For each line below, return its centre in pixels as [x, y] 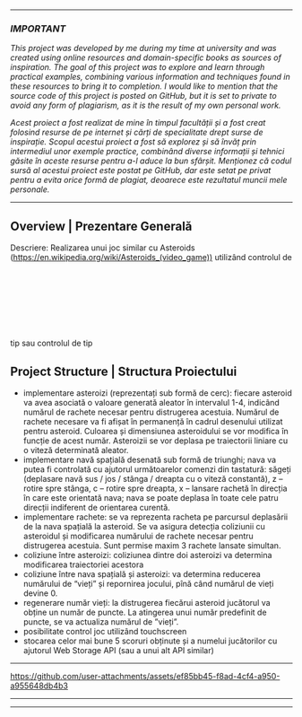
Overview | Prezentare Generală [101, 226]
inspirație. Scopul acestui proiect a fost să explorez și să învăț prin [134, 142]
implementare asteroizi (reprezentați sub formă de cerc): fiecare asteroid [157, 393]
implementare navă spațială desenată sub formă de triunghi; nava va [150, 460]
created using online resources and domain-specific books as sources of [146, 57]
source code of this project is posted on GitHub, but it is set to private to [143, 96]
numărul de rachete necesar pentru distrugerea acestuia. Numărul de [151, 412]
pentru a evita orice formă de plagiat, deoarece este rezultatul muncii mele [149, 180]
